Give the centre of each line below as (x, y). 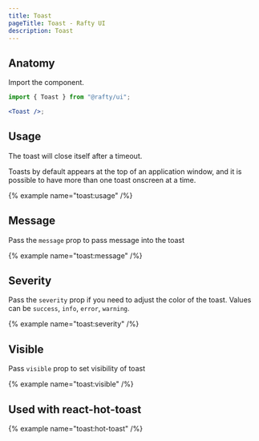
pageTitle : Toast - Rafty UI (57, 23)
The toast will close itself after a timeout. (75, 156)
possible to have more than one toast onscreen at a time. (102, 180)
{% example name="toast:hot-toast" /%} (75, 429)
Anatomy (32, 63)
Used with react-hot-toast (75, 409)
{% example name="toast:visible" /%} (71, 384)
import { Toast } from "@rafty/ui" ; (69, 97)
